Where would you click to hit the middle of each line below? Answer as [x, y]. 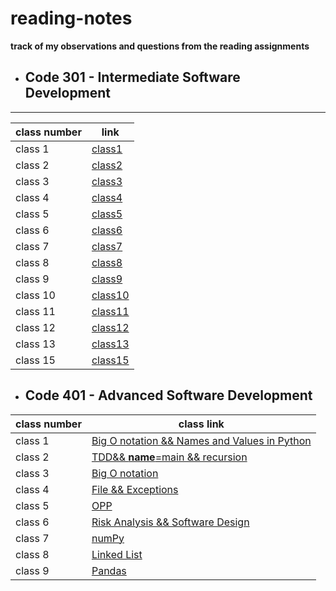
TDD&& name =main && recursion [169, 457]
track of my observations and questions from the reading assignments [160, 46]
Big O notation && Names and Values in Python [201, 440]
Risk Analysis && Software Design [170, 522]
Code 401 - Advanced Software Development [168, 395]
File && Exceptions [135, 489]
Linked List [117, 554]
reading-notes [71, 18]
